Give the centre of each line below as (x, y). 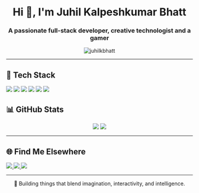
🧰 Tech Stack (31, 75)
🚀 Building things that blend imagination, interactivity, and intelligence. (99, 184)
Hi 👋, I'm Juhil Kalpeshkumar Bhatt (99, 12)
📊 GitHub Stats (35, 109)
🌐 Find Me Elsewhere (46, 151)
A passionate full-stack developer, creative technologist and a (99, 31)
